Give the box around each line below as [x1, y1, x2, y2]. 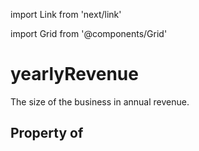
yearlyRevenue [10, 63, 139, 86]
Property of [10, 125, 84, 142]
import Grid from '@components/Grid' [10, 28, 168, 39]
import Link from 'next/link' [10, 9, 122, 20]
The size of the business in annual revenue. [10, 95, 190, 108]
